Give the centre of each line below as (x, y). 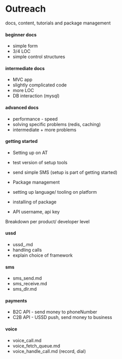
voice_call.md (27, 340)
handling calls (27, 250)
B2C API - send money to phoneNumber (55, 312)
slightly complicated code (40, 85)
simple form (25, 46)
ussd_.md (23, 244)
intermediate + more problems (44, 130)
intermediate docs (25, 68)
